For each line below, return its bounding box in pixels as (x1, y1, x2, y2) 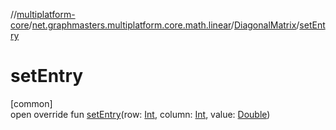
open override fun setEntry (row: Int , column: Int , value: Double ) (10, 108, 271, 120)
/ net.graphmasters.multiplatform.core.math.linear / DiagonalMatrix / (28, 19, 300, 31)
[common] (10, 97, 53, 109)
